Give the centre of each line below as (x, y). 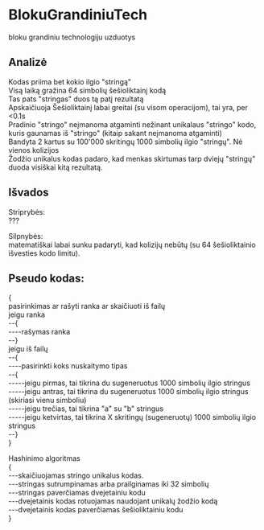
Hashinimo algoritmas (44, 458)
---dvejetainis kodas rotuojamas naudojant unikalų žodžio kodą (113, 501)
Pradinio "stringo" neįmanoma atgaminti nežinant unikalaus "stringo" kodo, (132, 124)
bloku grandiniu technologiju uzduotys (72, 37)
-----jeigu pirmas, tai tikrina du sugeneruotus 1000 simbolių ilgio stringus (130, 383)
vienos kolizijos (34, 150)
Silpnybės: (26, 236)
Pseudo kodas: (46, 278)
